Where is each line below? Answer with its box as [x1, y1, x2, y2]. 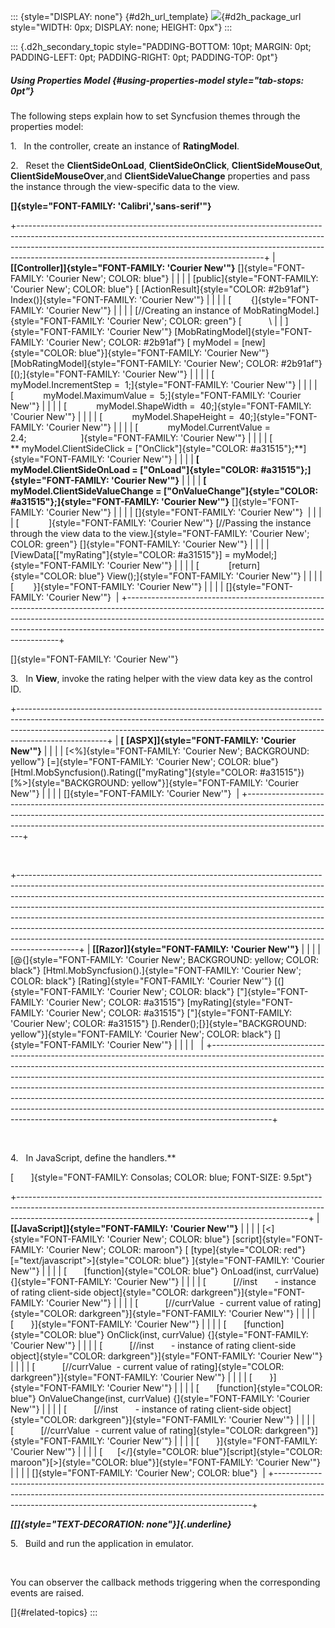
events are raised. [10, 1586, 85, 1599]
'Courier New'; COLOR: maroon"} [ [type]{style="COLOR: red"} [46, 1243, 306, 1255]
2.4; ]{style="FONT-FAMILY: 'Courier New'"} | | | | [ [10, 431, 273, 444]
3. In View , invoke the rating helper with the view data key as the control [10, 672, 313, 684]
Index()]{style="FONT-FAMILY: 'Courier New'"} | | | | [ [10, 293, 232, 305]
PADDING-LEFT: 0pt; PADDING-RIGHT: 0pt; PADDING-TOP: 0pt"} [10, 51, 278, 63]
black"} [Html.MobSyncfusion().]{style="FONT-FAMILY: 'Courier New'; [10, 964, 302, 976]
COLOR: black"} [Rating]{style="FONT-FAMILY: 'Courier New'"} [10, 975, 273, 987]
